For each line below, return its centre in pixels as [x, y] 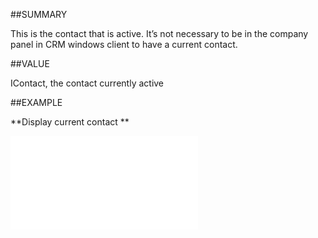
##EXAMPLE [36, 102]
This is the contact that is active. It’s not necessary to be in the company [159, 33]
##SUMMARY [39, 14]
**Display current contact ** [70, 122]
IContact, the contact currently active [87, 83]
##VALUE [30, 63]
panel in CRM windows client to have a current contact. [124, 44]
